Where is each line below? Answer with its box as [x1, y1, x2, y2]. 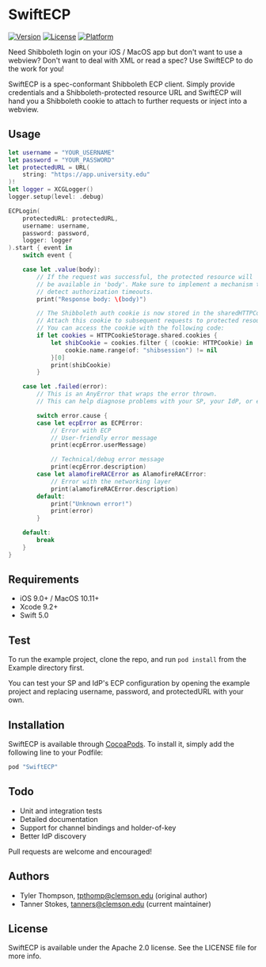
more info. [8, 951, 42, 961]
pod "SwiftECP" [8, 763, 59, 771]
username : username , [22, 222, 90, 230]
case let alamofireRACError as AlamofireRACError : [36, 470, 207, 478]
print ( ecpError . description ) [50, 463, 147, 471]
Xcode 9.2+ [19, 602, 59, 612]
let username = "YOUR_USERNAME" [8, 148, 115, 156]
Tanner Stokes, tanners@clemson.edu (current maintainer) [19, 899, 211, 908]
